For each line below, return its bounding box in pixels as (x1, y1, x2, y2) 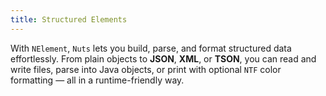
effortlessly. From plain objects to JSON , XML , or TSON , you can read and (10, 52, 317, 65)
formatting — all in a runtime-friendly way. (10, 74, 185, 86)
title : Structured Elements (10, 14, 128, 25)
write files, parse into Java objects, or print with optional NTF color (10, 63, 282, 75)
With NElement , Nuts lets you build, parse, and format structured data (10, 42, 292, 54)
